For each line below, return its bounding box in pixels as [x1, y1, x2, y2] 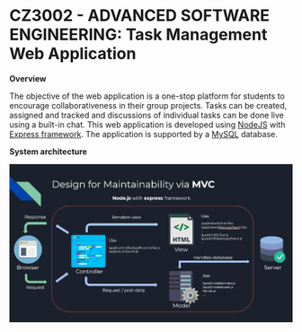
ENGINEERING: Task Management [9, 24, 268, 45]
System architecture [9, 145, 88, 157]
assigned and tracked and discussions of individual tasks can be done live [9, 109, 285, 120]
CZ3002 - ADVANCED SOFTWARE [9, 5, 271, 26]
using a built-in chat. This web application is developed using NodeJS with [9, 118, 286, 130]
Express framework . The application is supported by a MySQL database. [9, 128, 279, 139]
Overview [9, 73, 47, 83]
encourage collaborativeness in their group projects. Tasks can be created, [9, 100, 288, 110]
